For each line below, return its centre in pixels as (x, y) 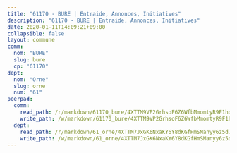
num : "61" (28, 92)
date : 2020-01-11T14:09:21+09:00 (56, 27)
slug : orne (30, 86)
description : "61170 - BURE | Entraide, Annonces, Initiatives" (104, 20)
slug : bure (30, 60)
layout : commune (31, 40)
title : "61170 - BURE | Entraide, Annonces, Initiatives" (94, 14)
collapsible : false (36, 33)
